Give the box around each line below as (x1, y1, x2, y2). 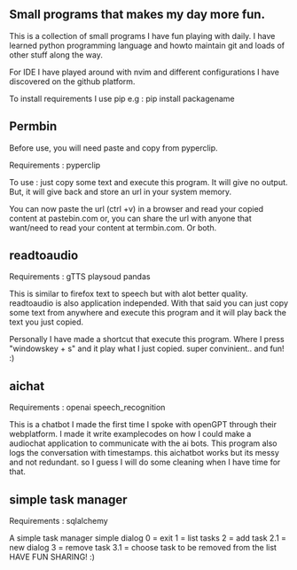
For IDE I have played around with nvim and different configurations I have (9, 66, 280, 77)
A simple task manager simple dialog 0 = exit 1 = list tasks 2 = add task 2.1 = (9, 533, 286, 543)
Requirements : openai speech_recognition (9, 402, 166, 413)
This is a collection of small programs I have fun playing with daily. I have (9, 30, 276, 41)
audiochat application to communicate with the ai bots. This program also (9, 438, 277, 449)
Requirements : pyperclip (9, 160, 101, 170)
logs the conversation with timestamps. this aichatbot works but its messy (9, 448, 279, 458)
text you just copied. (9, 316, 84, 327)
